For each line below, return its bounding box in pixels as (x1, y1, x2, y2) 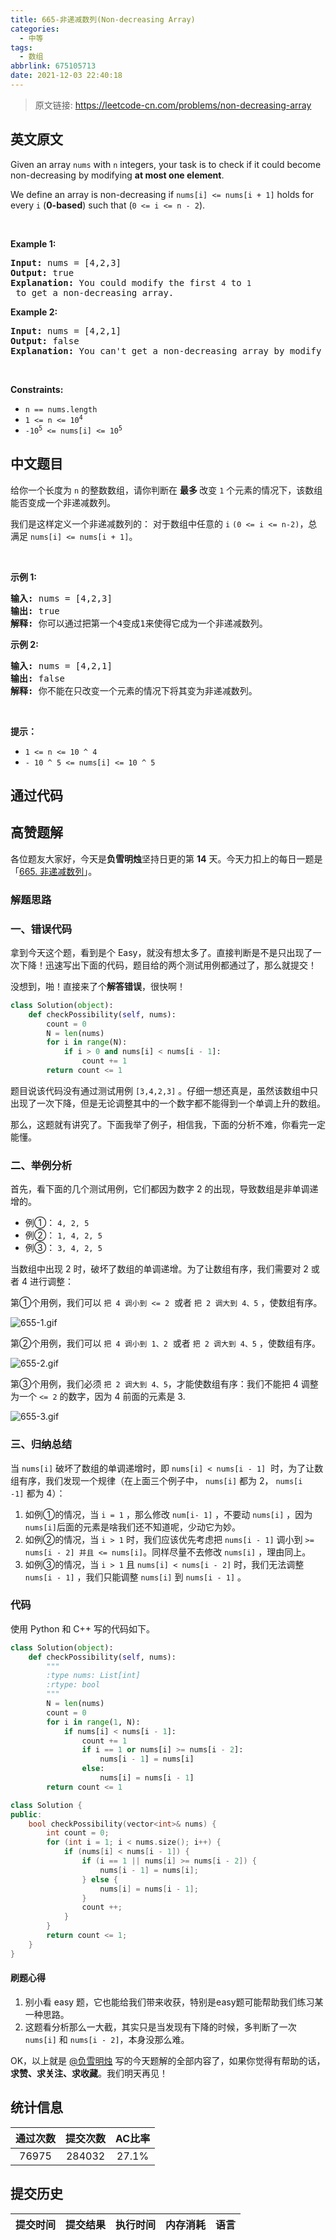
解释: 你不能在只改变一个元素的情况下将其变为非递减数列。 (10, 685, 258, 696)
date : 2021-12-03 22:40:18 (10, 71, 123, 81)
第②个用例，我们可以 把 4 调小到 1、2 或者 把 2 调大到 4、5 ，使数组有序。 (10, 1337, 321, 1350)
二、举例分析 (10, 1158, 73, 1172)
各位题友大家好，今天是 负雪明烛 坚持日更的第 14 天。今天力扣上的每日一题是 (10, 852, 323, 865)
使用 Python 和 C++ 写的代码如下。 (10, 1622, 156, 1635)
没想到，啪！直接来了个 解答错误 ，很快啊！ (10, 980, 186, 992)
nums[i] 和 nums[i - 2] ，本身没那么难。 (24, 2033, 190, 2045)
